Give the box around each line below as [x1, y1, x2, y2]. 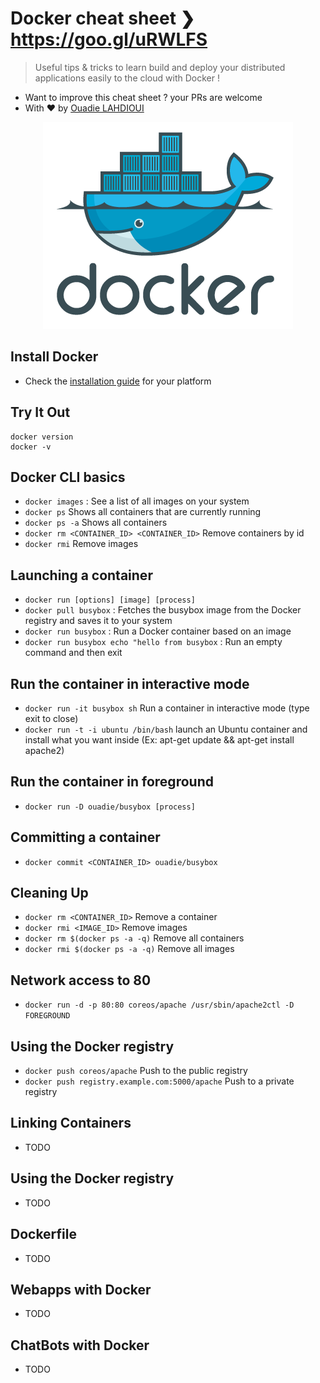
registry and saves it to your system [24, 615, 173, 627]
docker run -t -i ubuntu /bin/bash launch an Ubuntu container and [24, 723, 308, 735]
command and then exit [24, 647, 123, 659]
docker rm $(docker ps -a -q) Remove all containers [24, 932, 245, 944]
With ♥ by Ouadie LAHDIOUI [24, 102, 145, 114]
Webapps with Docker [10, 1281, 152, 1298]
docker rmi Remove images [24, 538, 139, 550]
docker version [10, 432, 74, 442]
